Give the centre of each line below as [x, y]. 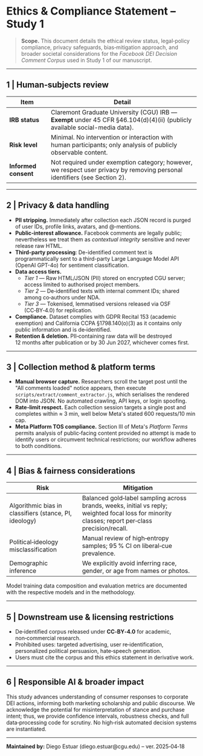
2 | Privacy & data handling [58, 205]
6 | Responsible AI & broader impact [75, 682]
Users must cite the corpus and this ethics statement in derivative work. [105, 657]
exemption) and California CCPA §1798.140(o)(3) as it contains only [98, 323]
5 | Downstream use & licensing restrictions [90, 617]
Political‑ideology [34, 542]
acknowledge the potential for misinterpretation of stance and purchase [96, 709]
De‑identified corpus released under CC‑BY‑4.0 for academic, [93, 631]
